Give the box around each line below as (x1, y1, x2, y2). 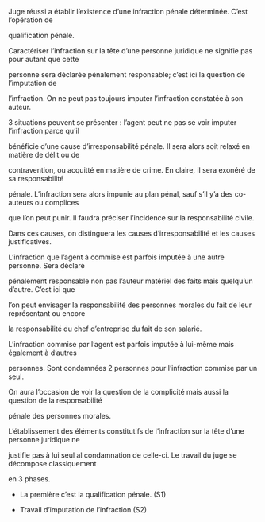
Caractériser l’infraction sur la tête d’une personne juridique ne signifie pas (8, 46, 253, 55)
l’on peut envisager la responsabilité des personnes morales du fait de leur (8, 300, 252, 310)
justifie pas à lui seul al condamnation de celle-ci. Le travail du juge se (8, 450, 237, 460)
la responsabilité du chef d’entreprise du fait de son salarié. (8, 324, 202, 333)
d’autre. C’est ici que (8, 285, 75, 294)
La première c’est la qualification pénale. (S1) (19, 489, 167, 499)
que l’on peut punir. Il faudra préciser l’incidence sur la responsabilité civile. (8, 213, 255, 222)
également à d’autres (8, 348, 77, 357)
